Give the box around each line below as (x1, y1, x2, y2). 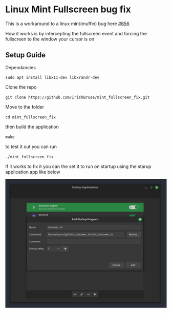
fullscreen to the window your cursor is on (5, 36, 95, 42)
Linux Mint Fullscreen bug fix (5, 4, 132, 15)
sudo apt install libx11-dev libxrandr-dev (5, 75, 100, 80)
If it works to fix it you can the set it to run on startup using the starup (5, 163, 152, 170)
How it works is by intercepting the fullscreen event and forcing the (5, 30, 147, 36)
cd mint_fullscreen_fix (5, 114, 56, 120)
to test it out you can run (5, 143, 57, 150)
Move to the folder (5, 103, 45, 110)
